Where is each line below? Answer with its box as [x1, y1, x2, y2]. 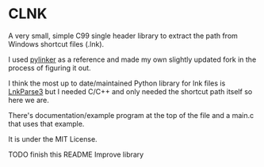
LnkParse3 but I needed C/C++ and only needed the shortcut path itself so [8, 86, 253, 96]
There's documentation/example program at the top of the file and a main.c [8, 110, 254, 120]
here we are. [8, 95, 49, 104]
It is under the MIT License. [8, 134, 98, 143]
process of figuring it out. [8, 63, 91, 72]
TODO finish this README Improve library [8, 150, 144, 159]
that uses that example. [8, 119, 85, 128]
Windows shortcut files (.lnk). [8, 39, 105, 48]
